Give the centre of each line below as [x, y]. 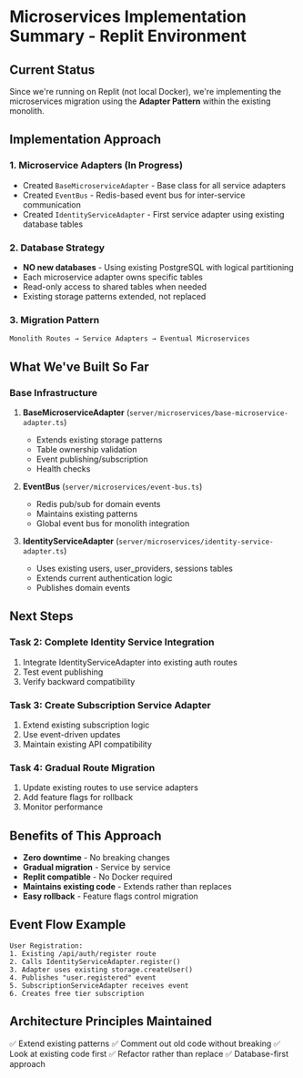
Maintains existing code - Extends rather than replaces [127, 887]
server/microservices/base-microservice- [208, 413]
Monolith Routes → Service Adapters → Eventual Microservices [130, 339]
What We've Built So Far [80, 366]
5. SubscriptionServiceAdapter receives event [99, 985]
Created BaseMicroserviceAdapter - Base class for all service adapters [154, 185]
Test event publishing [63, 672]
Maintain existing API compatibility [87, 744]
